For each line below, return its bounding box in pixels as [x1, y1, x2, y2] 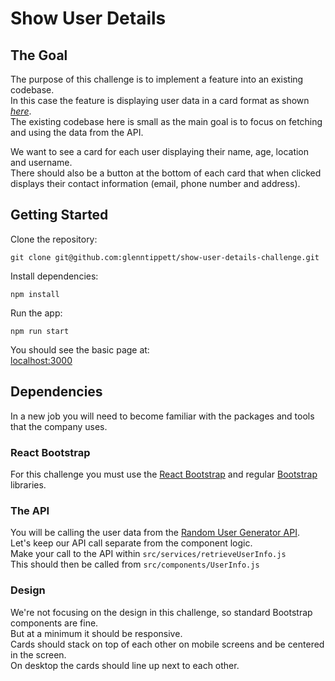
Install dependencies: [10, 270, 99, 282]
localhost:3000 [10, 354, 73, 366]
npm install [10, 289, 60, 299]
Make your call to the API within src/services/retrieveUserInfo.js [10, 548, 287, 560]
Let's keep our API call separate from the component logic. [10, 537, 253, 549]
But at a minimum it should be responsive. [10, 627, 183, 639]
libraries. [10, 478, 47, 491]
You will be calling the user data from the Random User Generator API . [10, 527, 300, 539]
